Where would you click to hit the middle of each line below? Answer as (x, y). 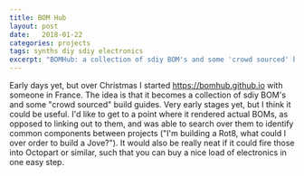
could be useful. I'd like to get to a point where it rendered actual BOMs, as (149, 114)
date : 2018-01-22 (46, 34)
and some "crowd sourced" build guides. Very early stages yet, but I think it (150, 104)
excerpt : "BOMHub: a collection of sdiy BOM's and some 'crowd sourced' (149, 60)
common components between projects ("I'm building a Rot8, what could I (148, 133)
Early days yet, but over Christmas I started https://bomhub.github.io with (146, 85)
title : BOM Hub (38, 18)
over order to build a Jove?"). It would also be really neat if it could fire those (152, 143)
